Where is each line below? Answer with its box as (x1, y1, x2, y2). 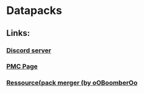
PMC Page (6, 62, 38, 71)
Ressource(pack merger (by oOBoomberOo (6, 78, 138, 87)
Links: (6, 28, 31, 38)
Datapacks (6, 4, 62, 18)
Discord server (6, 46, 52, 55)
